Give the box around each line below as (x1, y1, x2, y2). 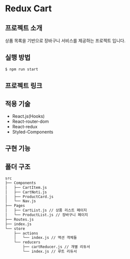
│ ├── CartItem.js (5, 185, 48, 190)
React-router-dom (12, 118, 49, 124)
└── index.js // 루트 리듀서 (23, 249, 77, 254)
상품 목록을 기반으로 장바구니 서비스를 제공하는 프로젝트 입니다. (5, 38, 126, 43)
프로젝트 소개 (5, 24, 43, 32)
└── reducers (14, 240, 41, 245)
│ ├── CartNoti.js (5, 190, 48, 195)
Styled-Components (12, 129, 53, 135)
